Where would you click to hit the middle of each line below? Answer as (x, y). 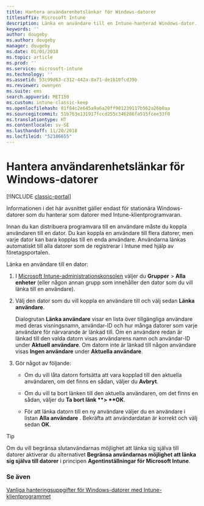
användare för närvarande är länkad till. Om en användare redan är (99, 332)
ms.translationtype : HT (37, 119)
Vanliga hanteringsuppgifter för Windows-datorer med (74, 490)
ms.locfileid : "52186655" (39, 137)
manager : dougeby (28, 46)
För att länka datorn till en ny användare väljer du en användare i (105, 411)
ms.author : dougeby (31, 40)
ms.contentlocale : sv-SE (38, 125)
